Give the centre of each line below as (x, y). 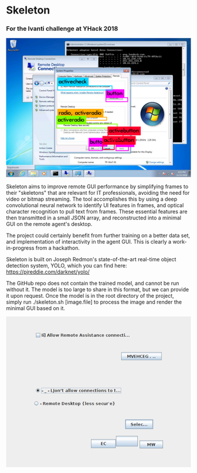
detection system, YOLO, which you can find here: (67, 266)
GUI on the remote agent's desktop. (49, 224)
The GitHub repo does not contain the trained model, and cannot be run (93, 284)
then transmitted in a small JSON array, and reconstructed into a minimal (94, 218)
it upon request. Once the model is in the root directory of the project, (90, 296)
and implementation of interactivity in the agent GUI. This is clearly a (89, 242)
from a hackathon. (58, 248)
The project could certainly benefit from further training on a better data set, (98, 235)
